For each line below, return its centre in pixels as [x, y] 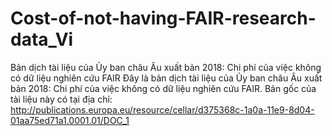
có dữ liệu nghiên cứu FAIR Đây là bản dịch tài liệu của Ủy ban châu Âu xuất [166, 78]
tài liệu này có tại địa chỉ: [61, 99]
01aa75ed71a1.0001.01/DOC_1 [70, 120]
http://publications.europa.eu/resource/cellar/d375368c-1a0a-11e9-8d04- [162, 109]
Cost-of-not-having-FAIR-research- [163, 18]
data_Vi [42, 39]
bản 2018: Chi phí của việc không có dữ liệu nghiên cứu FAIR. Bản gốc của [163, 88]
